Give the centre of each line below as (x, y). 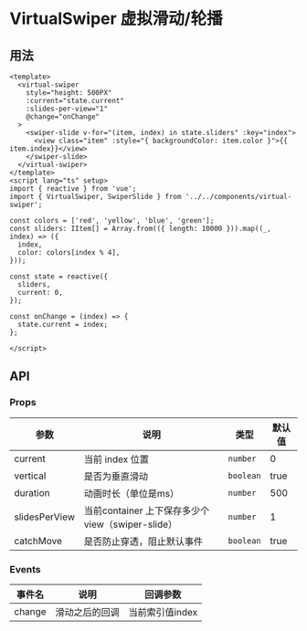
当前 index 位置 (116, 459)
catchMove (38, 541)
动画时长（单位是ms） (132, 493)
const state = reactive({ (58, 277)
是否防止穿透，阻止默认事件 (143, 542)
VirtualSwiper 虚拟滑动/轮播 (116, 19)
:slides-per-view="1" (67, 109)
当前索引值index (163, 612)
